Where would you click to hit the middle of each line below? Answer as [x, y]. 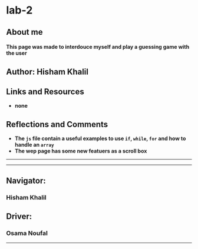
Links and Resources [45, 92]
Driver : [19, 216]
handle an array [34, 145]
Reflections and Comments [57, 124]
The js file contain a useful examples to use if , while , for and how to [100, 138]
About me [24, 32]
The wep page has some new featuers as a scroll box [81, 151]
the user [17, 53]
